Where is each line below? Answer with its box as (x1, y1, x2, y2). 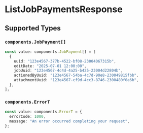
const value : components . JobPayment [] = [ (5, 49, 96, 54)
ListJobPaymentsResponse (5, 4, 123, 15)
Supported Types (5, 24, 61, 32)
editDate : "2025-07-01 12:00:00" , (14, 63, 87, 69)
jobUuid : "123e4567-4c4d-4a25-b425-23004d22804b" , (14, 68, 123, 73)
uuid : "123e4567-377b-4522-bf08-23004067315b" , (14, 58, 116, 64)
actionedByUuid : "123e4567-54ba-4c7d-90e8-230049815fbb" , (14, 73, 139, 78)
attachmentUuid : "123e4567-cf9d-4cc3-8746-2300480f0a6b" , (14, 78, 139, 83)
